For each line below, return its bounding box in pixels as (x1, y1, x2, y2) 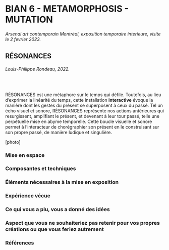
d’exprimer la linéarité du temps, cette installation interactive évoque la (5, 97, 153, 103)
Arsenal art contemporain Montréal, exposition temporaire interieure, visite (5, 31, 161, 37)
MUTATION (5, 14, 53, 25)
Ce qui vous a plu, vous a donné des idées (5, 206, 110, 213)
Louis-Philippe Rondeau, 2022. (5, 66, 70, 72)
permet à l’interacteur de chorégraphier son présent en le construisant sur (5, 123, 159, 130)
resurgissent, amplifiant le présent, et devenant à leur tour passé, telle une (5, 113, 160, 119)
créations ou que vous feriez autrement (5, 226, 104, 233)
